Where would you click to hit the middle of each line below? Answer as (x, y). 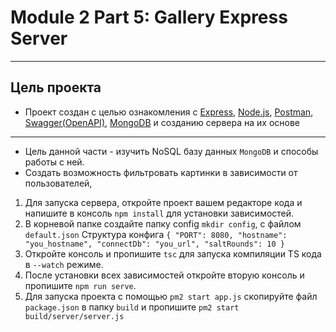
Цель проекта (56, 87)
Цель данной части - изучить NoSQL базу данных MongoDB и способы (171, 151)
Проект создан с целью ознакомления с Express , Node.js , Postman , (169, 112)
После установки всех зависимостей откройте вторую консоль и (164, 275)
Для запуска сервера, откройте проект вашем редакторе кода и (163, 202)
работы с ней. (54, 162)
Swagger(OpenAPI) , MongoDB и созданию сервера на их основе (162, 122)
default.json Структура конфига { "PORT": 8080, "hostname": (156, 234)
